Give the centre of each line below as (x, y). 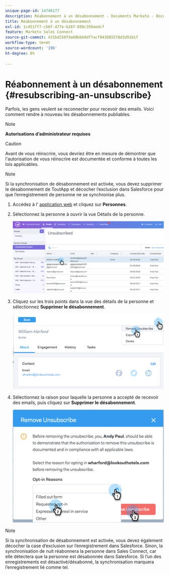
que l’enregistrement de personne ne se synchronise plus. (65, 195)
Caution (13, 144)
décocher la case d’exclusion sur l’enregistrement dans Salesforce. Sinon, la (84, 546)
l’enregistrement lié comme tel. (37, 567)
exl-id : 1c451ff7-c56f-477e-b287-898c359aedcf (55, 27)
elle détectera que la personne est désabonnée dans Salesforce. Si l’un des (83, 557)
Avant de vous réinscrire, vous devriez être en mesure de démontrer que (80, 154)
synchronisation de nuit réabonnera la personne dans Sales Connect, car (81, 551)
